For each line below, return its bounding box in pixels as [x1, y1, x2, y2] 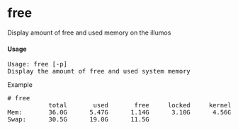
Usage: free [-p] [7, 60, 67, 69]
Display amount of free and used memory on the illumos [7, 28, 171, 37]
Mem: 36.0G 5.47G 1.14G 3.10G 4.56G [7, 108, 232, 117]
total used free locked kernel [48, 101, 232, 110]
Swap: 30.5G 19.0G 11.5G [7, 115, 150, 124]
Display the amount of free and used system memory [7, 67, 191, 76]
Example [7, 81, 33, 89]
